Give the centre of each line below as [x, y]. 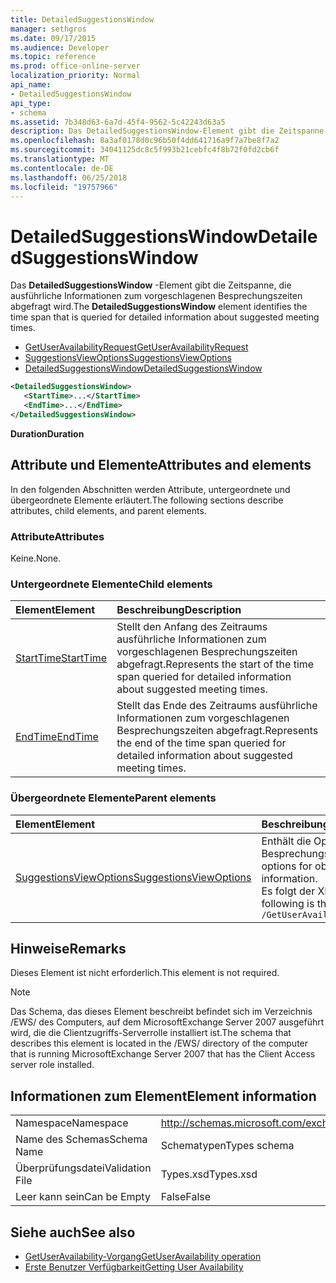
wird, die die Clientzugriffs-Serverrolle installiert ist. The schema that [151, 1033]
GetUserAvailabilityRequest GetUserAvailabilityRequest [136, 347]
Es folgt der [288, 891]
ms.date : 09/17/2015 [53, 38]
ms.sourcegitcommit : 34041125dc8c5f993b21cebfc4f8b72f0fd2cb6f [145, 150]
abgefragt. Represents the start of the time [215, 664]
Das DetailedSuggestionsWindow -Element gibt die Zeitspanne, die [151, 285]
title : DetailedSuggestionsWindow [82, 19]
